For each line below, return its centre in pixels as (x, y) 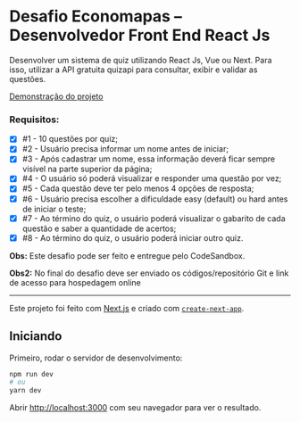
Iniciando (36, 336)
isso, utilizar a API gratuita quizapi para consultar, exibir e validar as (133, 70)
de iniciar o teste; (54, 209)
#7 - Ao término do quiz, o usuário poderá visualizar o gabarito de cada (154, 218)
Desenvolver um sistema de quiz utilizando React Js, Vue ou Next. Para (141, 60)
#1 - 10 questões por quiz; (70, 139)
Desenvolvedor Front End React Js (140, 35)
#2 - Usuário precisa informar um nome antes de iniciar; (125, 149)
